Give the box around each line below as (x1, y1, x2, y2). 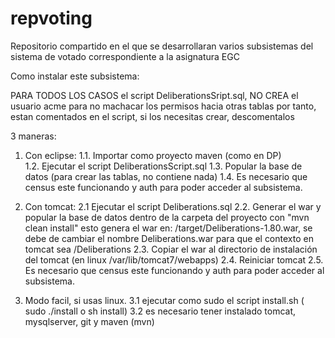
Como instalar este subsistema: (10, 70, 140, 82)
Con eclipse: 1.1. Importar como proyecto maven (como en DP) (24, 149, 282, 161)
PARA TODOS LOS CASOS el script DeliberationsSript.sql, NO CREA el (10, 89, 299, 101)
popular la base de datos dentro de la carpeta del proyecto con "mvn (24, 211, 310, 223)
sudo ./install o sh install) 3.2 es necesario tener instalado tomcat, (24, 305, 297, 317)
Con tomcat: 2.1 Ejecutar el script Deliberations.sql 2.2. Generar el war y (24, 200, 322, 212)
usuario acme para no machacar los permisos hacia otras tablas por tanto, (10, 100, 317, 112)
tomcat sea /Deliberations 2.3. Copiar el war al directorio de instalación (24, 243, 318, 255)
